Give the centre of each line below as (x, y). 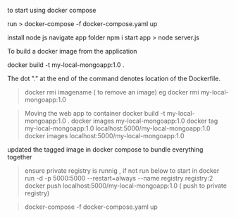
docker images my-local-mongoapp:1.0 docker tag (144, 121)
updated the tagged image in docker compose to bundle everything (105, 150)
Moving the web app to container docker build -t (95, 113)
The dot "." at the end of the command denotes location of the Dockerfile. (114, 78)
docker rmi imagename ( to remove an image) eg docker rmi (112, 92)
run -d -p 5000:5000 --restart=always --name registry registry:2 (119, 178)
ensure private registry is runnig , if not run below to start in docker (122, 171)
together (20, 157)
